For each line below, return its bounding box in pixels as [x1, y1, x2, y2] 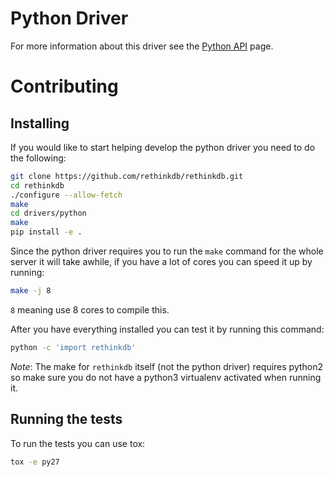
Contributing [10, 75, 119, 98]
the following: [10, 152, 67, 164]
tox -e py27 [10, 457, 60, 467]
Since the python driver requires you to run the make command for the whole [10, 245, 324, 257]
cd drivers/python [10, 208, 87, 219]
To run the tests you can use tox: [10, 437, 146, 449]
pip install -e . [10, 227, 83, 237]
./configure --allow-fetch [10, 190, 123, 200]
